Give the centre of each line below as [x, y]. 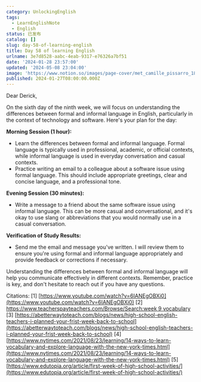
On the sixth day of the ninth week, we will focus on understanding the [93, 107]
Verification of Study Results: [44, 236]
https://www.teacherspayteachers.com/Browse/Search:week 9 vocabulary [98, 309]
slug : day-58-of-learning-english [49, 46]
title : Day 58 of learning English [51, 51]
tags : [13, 17]
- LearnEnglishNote [36, 23]
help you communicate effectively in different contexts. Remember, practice [100, 278]
